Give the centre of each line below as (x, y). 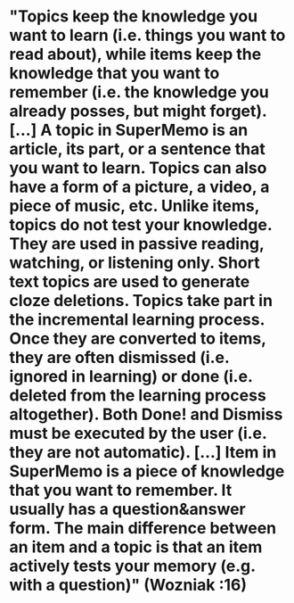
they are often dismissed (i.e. (119, 358)
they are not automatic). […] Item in (143, 453)
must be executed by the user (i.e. (138, 434)
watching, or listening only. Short (135, 263)
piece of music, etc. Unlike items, (135, 206)
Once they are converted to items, (138, 339)
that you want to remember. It (121, 490)
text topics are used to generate (130, 282)
